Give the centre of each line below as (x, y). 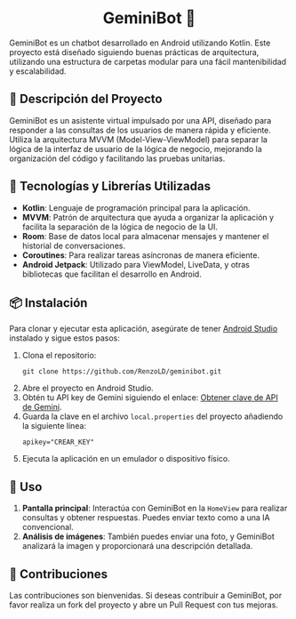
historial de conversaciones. (74, 245)
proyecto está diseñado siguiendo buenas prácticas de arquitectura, (134, 52)
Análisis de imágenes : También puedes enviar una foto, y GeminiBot (148, 536)
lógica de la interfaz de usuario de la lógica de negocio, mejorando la (136, 149)
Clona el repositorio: (59, 356)
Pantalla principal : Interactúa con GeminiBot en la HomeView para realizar (155, 508)
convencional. (48, 527)
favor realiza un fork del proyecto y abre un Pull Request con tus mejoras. (144, 605)
